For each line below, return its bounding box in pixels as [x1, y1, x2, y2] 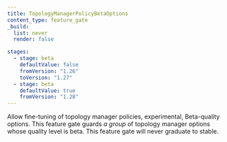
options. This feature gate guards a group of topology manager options [7, 120, 210, 128]
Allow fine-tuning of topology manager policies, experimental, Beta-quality [7, 112, 220, 121]
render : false [13, 36, 54, 43]
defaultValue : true [19, 87, 76, 94]
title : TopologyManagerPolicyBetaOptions [7, 10, 129, 17]
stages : [7, 48, 30, 55]
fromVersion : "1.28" [19, 94, 79, 100]
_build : [7, 23, 30, 30]
